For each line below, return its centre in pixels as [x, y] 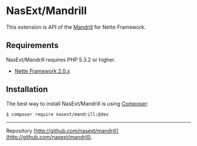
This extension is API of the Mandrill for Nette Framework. [76, 27]
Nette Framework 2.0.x [42, 71]
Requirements [32, 45]
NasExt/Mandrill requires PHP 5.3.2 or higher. [61, 59]
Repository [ [21, 131]
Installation [27, 89]
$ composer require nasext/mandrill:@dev [57, 114]
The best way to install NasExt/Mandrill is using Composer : [77, 103]
